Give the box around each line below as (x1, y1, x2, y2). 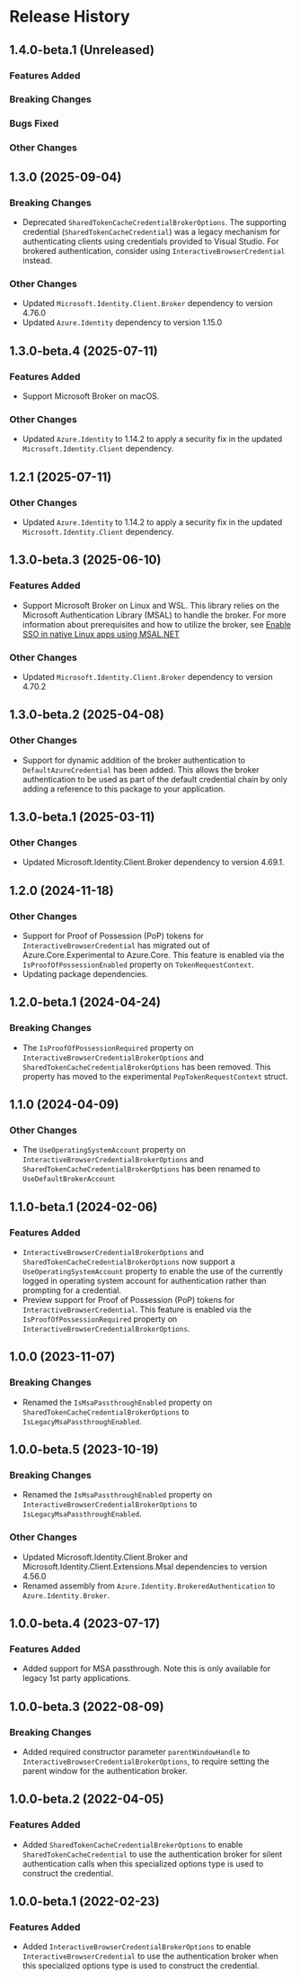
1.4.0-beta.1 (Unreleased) (9, 42, 155, 58)
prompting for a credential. (22, 1285, 122, 1296)
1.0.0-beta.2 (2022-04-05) (9, 1792, 164, 1807)
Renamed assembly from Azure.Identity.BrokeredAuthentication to (22, 1580, 276, 1591)
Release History (9, 6, 130, 27)
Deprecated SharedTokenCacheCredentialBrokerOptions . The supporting (22, 216, 287, 227)
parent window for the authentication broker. (22, 1766, 188, 1777)
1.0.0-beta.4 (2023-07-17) (9, 1616, 161, 1632)
